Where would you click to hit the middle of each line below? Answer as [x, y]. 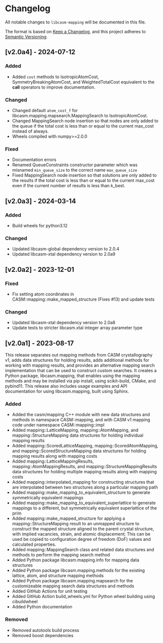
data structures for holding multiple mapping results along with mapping [84, 472]
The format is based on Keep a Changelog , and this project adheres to [75, 31]
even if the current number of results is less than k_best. [69, 186]
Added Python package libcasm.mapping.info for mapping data [76, 560]
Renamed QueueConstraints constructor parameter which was [75, 165]
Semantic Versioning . [26, 37]
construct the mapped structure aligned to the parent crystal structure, [83, 529]
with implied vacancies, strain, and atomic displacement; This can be [81, 534]
